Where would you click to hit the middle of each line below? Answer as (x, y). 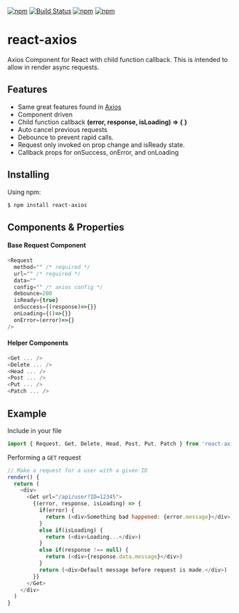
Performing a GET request (44, 457)
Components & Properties (66, 227)
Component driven (45, 114)
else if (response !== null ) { (84, 550)
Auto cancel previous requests (63, 129)
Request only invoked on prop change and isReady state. (101, 145)
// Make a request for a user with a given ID (78, 470)
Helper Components (38, 343)
